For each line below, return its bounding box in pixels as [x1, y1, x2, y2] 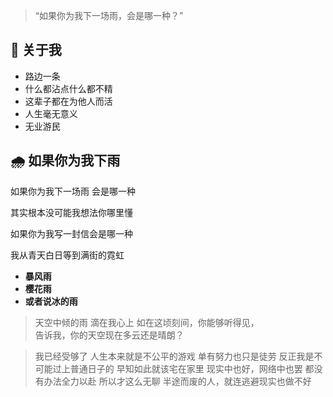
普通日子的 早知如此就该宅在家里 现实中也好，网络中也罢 [69, 362, 303, 374]
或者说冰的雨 [24, 295, 78, 307]
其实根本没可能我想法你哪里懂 [10, 206, 133, 218]
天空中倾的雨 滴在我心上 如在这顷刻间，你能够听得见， [34, 316, 260, 328]
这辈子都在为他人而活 [24, 95, 113, 107]
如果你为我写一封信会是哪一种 [10, 227, 133, 239]
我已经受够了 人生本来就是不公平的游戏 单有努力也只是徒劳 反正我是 [34, 350, 315, 362]
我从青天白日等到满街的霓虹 [10, 249, 125, 261]
